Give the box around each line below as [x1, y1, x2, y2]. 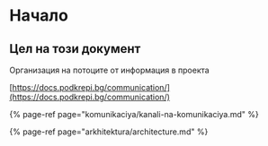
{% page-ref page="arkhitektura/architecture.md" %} [9, 126, 209, 137]
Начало [9, 5, 69, 26]
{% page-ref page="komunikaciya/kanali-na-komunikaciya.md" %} [9, 109, 259, 119]
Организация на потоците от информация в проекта [9, 64, 210, 75]
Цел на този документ [9, 41, 141, 56]
